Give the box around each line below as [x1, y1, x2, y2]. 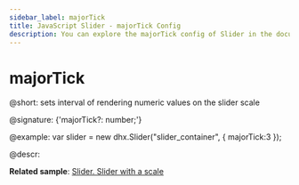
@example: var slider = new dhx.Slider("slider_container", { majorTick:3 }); [9, 132, 282, 142]
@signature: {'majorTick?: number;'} [9, 115, 142, 125]
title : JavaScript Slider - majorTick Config [9, 21, 181, 30]
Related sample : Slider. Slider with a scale [9, 166, 165, 177]
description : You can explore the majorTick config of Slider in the [9, 29, 273, 38]
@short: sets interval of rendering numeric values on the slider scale [9, 97, 261, 108]
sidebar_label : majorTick [9, 12, 105, 22]
